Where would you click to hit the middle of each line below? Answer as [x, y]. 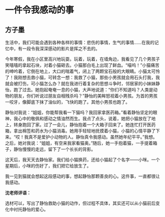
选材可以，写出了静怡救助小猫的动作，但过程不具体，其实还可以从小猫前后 [80, 203]
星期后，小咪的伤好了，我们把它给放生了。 [48, 166]
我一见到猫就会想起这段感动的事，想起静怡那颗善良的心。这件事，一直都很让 [82, 176]
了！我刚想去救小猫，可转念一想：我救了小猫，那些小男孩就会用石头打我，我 [82, 77]
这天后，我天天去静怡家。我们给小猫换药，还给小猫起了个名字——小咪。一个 [82, 160]
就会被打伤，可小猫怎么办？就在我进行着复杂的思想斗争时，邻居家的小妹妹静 [82, 83]
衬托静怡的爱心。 [31, 209]
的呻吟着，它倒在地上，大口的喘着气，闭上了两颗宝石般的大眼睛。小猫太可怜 [82, 71]
